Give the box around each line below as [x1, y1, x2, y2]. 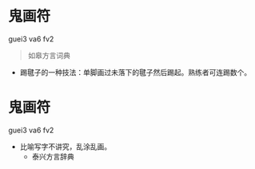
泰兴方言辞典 [31, 151, 74, 161]
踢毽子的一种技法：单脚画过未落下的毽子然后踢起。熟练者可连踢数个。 [19, 67, 252, 77]
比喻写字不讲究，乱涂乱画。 [19, 141, 112, 151]
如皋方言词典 [27, 50, 70, 60]
